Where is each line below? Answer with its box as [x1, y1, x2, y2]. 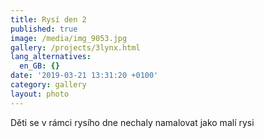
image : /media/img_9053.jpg [10, 33, 128, 43]
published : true [10, 24, 78, 34]
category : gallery [10, 80, 87, 90]
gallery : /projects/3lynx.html [10, 42, 141, 53]
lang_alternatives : [10, 52, 92, 62]
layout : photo [10, 89, 70, 99]
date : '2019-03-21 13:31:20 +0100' [10, 71, 159, 81]
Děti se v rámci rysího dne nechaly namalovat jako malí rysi [10, 116, 255, 128]
